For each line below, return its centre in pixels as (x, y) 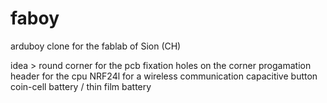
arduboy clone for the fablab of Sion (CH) (96, 46)
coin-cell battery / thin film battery (81, 86)
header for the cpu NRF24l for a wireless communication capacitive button (164, 76)
